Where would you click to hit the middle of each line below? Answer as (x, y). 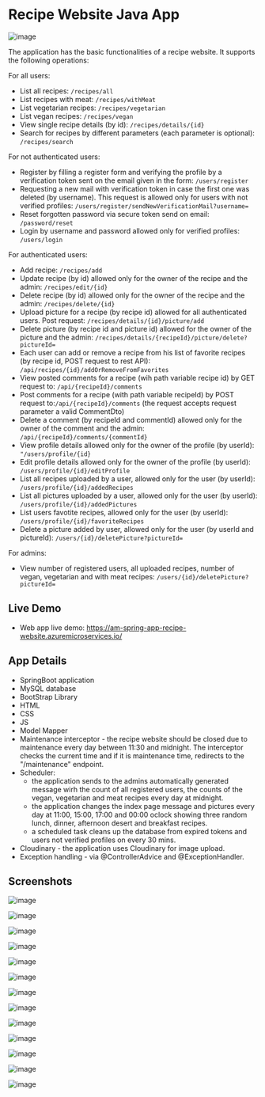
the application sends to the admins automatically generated (130, 780)
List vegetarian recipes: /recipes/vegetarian (93, 108)
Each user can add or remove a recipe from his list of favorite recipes (132, 352)
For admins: (28, 552)
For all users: (29, 75)
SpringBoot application (57, 680)
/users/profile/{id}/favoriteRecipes (82, 521)
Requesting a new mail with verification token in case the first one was (134, 188)
